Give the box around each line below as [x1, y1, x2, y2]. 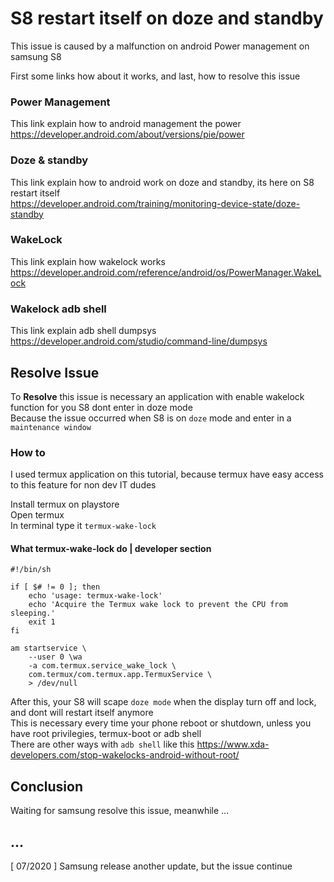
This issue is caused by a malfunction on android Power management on [10, 40, 310, 52]
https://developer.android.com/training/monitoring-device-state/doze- [10, 197, 301, 209]
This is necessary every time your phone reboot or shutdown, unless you [10, 717, 312, 729]
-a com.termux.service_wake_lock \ [28, 661, 177, 671]
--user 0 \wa [28, 652, 83, 662]
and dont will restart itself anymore [10, 707, 154, 719]
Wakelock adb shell [10, 302, 107, 316]
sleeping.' [10, 608, 56, 619]
